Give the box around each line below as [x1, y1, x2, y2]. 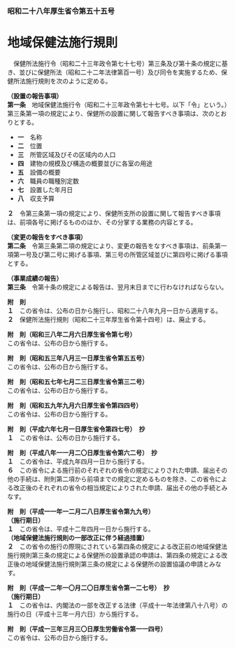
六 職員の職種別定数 [17, 177, 79, 185]
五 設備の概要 [17, 168, 61, 176]
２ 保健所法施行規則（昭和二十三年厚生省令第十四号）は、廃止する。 [7, 315, 210, 323]
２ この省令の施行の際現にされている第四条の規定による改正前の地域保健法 [7, 542, 227, 551]
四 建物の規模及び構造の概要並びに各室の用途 [17, 159, 152, 168]
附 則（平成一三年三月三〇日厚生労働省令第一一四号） [7, 624, 166, 633]
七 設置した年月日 [17, 185, 73, 194]
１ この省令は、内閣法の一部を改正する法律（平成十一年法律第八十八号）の [7, 601, 228, 609]
